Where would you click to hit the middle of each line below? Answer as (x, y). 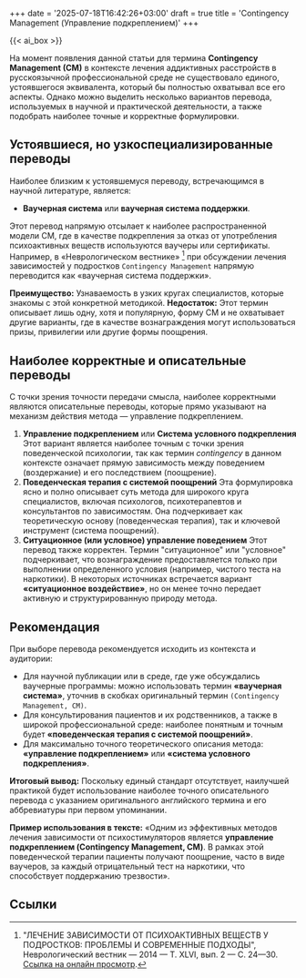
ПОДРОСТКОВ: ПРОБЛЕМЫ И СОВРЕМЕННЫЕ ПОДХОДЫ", (139, 944)
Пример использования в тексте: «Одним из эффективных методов (143, 828)
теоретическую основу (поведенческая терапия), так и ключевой (151, 521)
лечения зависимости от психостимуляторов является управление (142, 838)
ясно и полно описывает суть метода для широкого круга (136, 492)
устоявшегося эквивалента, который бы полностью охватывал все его (148, 87)
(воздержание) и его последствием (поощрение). (119, 473)
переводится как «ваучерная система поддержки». (111, 276)
